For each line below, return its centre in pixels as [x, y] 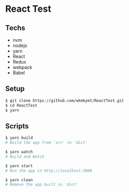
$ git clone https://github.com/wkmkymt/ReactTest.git [65, 100]
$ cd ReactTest [21, 105]
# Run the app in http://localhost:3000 [49, 170]
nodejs [20, 46]
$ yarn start [19, 166]
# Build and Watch [25, 157]
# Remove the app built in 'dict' [42, 185]
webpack [22, 67]
